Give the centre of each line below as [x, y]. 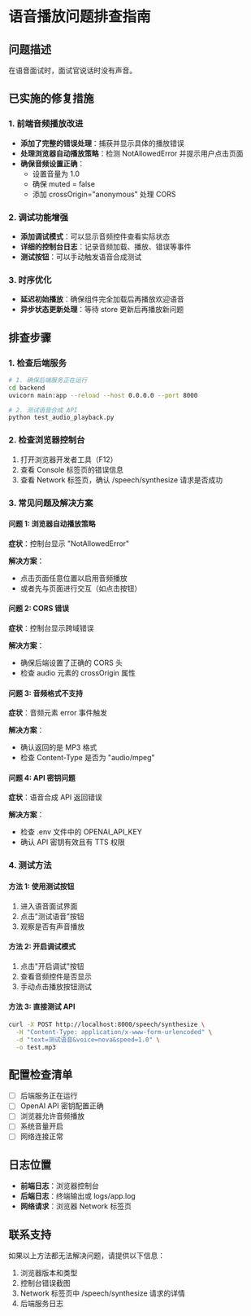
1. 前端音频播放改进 [46, 124]
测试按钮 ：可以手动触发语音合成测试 [81, 257]
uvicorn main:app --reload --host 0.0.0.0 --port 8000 [103, 395]
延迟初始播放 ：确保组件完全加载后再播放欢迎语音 [102, 299]
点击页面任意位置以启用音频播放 [74, 578]
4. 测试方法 [30, 865]
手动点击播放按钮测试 [56, 986]
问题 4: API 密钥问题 [42, 777]
